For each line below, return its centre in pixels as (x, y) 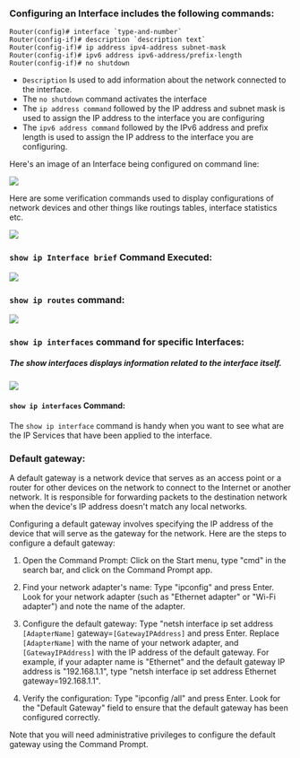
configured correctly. (61, 718)
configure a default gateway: (62, 543)
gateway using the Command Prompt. (79, 745)
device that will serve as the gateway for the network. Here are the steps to (148, 534)
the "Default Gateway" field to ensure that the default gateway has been (155, 708)
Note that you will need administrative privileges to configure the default (142, 735)
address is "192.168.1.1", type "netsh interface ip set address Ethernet (149, 672)
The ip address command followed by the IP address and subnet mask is (154, 109)
